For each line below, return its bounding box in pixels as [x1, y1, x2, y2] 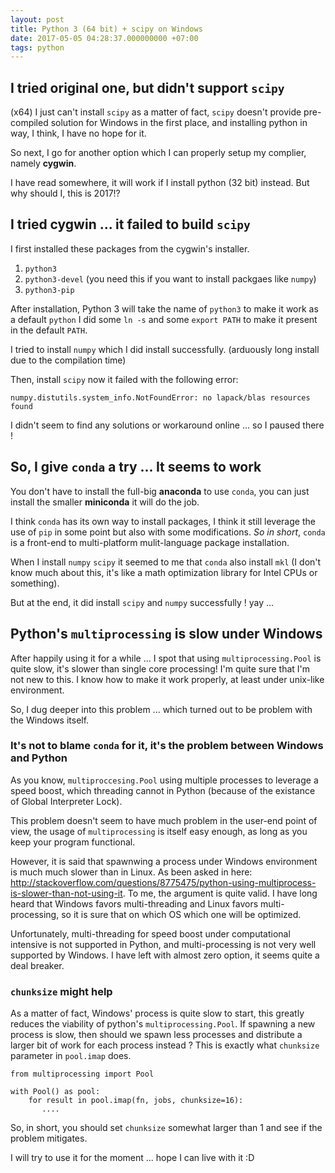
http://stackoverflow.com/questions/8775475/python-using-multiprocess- [10, 876, 317, 888]
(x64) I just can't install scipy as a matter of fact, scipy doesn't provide [10, 106, 302, 118]
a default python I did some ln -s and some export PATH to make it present [10, 313, 318, 325]
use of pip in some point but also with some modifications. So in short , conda [10, 526, 326, 538]
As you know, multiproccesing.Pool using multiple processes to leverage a [10, 774, 319, 786]
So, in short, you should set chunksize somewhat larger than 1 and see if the [10, 1122, 323, 1134]
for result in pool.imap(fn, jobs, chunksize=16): [28, 1096, 244, 1106]
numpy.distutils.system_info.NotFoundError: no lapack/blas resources [10, 392, 311, 403]
